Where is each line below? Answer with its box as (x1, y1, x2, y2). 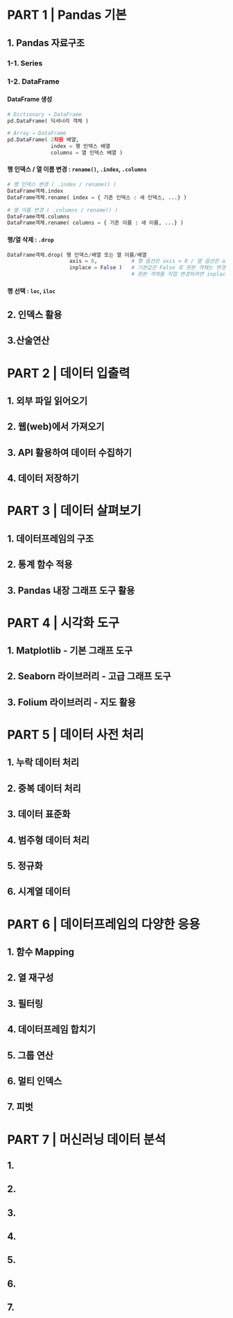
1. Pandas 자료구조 (7, 37, 85, 49)
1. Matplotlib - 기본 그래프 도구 (7, 645, 133, 657)
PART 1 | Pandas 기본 (7, 7, 127, 23)
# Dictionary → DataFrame (7, 111, 82, 118)
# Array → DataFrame (7, 130, 67, 137)
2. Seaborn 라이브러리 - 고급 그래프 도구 (7, 670, 171, 683)
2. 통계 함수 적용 (7, 559, 73, 571)
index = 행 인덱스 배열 (51, 143, 111, 150)
